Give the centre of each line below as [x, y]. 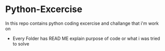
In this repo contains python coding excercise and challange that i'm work [82, 23]
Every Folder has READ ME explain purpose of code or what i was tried [86, 38]
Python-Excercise [44, 9]
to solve [21, 43]
